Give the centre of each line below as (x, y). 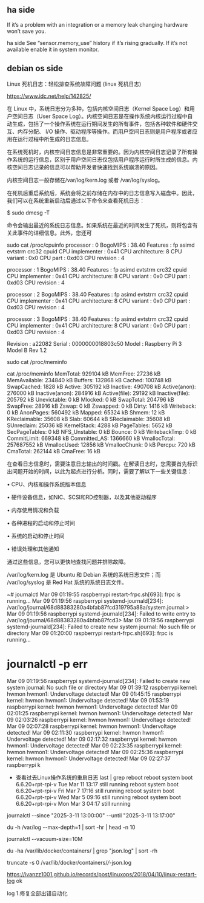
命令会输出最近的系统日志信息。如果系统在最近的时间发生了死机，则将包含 (100, 225)
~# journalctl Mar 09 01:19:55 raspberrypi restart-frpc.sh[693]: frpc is (94, 594)
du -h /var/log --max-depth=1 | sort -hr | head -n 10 (71, 827)
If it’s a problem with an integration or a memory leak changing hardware (97, 24)
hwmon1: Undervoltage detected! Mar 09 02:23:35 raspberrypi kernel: (94, 745)
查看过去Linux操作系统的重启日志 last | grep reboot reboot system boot (104, 777)
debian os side (35, 68)
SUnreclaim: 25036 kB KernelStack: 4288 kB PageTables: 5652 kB (90, 425)
